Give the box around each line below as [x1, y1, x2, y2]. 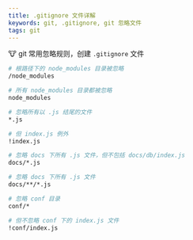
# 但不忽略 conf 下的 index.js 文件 [8, 216, 119, 224]
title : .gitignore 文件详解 [8, 11, 96, 20]
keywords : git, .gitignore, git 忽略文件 [8, 19, 142, 27]
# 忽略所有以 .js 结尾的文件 [8, 108, 93, 116]
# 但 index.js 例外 [8, 130, 69, 138]
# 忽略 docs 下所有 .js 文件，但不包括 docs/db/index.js [8, 151, 186, 159]
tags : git [8, 26, 41, 34]
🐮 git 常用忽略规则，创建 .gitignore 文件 [8, 49, 145, 59]
